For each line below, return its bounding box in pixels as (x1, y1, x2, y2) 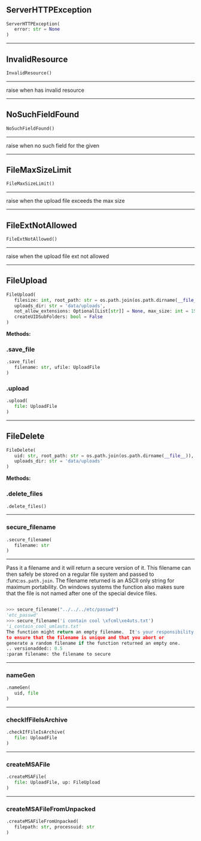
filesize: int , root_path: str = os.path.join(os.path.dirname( (14, 297, 178, 303)
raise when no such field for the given (6, 142, 100, 149)
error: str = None (14, 26, 60, 32)
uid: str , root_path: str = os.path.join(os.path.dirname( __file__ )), (14, 452, 194, 459)
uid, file (14, 690, 39, 696)
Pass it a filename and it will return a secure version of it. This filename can (6, 564, 191, 572)
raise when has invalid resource (6, 86, 85, 94)
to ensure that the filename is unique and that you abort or (6, 635, 165, 641)
